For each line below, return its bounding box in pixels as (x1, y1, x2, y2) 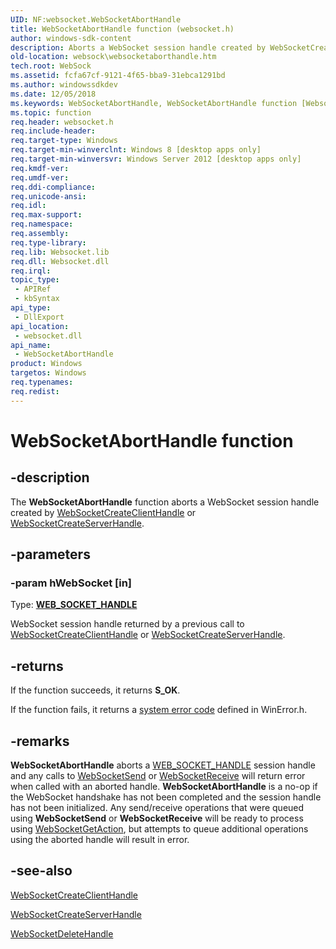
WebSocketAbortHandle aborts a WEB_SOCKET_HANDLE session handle (10, 759, 316, 771)
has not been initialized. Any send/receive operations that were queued (10, 801, 305, 813)
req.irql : (10, 266, 52, 276)
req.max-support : (10, 210, 83, 220)
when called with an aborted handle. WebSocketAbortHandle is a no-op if (10, 780, 318, 792)
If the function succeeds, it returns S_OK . (10, 684, 181, 696)
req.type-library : (10, 237, 87, 248)
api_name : (10, 340, 52, 350)
